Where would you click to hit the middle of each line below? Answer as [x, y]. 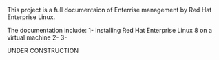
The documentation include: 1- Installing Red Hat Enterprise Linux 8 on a [109, 30]
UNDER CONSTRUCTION [43, 51]
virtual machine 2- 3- [37, 37]
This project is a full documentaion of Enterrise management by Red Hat [109, 10]
